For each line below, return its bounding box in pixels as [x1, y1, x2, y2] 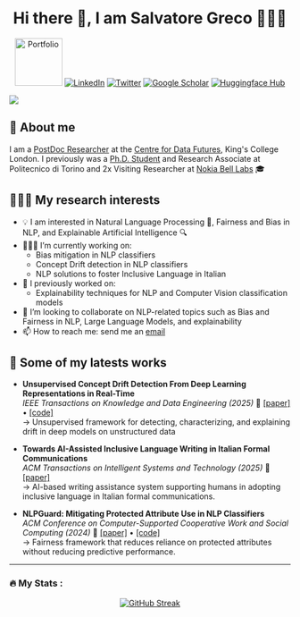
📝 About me [9, 120, 76, 135]
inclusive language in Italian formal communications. [21, 491, 216, 502]
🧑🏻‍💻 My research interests [9, 192, 161, 208]
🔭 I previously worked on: [21, 277, 116, 289]
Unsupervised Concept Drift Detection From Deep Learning [21, 379, 247, 390]
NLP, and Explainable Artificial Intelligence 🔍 [21, 227, 187, 238]
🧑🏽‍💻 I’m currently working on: [21, 240, 132, 250]
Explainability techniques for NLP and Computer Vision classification [35, 287, 288, 298]
